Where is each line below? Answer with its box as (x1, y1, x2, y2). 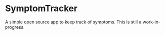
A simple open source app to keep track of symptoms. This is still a (5, 19, 142, 25)
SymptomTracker (5, 3, 78, 14)
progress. (5, 24, 25, 30)
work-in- (142, 19, 161, 25)
